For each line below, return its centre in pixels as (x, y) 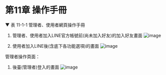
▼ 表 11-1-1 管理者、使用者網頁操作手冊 (45, 25)
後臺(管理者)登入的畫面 (36, 67)
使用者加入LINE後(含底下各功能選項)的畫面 (55, 46)
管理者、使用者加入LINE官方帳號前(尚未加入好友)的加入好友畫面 (77, 35)
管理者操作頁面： (23, 56)
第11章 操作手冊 (36, 10)
